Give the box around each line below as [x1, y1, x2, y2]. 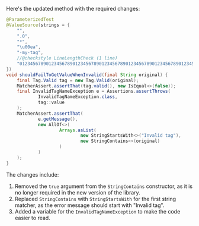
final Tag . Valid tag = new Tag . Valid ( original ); [17, 77, 139, 83]
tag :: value [37, 99, 65, 106]
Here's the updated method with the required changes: [6, 5, 140, 12]
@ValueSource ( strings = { [6, 22, 70, 28]
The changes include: [6, 171, 59, 178]
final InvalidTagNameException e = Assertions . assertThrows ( [17, 89, 171, 95]
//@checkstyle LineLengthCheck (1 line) [17, 55, 118, 61]
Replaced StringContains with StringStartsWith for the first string [14, 195, 176, 202]
